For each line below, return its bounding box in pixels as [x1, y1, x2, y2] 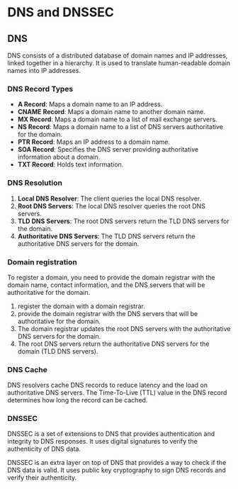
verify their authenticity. [7, 473, 77, 482]
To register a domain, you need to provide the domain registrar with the [7, 273, 215, 281]
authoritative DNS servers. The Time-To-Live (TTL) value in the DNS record [7, 388, 227, 397]
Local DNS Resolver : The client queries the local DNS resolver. [17, 194, 202, 203]
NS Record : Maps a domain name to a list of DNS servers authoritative [17, 123, 223, 131]
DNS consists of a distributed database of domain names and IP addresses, [7, 51, 228, 60]
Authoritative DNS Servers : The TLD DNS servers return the [17, 232, 195, 240]
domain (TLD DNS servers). [17, 347, 98, 355]
